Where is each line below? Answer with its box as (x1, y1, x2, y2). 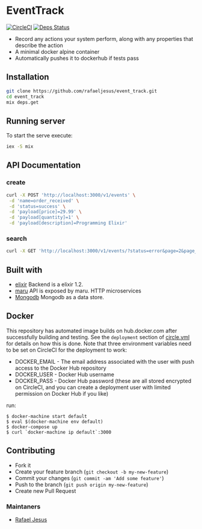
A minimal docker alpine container (14, 48, 100, 55)
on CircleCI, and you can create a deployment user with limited (14, 384, 171, 391)
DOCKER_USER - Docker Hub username (14, 370, 114, 378)
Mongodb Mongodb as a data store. (14, 293, 104, 300)
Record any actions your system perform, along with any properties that (14, 35, 194, 42)
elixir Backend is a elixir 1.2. (14, 280, 84, 288)
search (6, 234, 27, 242)
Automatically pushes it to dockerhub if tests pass (14, 54, 139, 62)
